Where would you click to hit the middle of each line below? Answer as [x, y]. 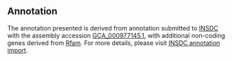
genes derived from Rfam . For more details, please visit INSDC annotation [114, 43]
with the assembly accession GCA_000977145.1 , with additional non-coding [116, 35]
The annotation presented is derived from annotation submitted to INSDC [113, 28]
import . [18, 50]
